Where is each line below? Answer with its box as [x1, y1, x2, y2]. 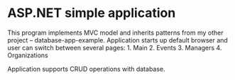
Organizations [7, 51, 48, 59]
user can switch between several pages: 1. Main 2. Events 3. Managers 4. [7, 43, 222, 52]
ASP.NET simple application [7, 5, 176, 21]
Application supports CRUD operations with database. [7, 64, 165, 73]
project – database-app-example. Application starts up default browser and [7, 35, 229, 44]
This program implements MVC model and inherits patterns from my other [7, 28, 224, 37]
